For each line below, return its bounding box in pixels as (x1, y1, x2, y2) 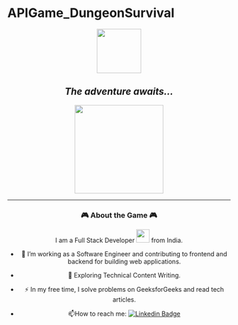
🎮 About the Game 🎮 (80, 210, 158, 220)
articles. (112, 295, 137, 304)
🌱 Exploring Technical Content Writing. (68, 271, 181, 280)
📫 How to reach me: (68, 309, 127, 318)
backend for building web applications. (67, 257, 181, 266)
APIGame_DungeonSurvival (7, 5, 175, 21)
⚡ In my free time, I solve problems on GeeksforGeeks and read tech (24, 285, 225, 294)
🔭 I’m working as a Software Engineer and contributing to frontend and (21, 250, 228, 258)
